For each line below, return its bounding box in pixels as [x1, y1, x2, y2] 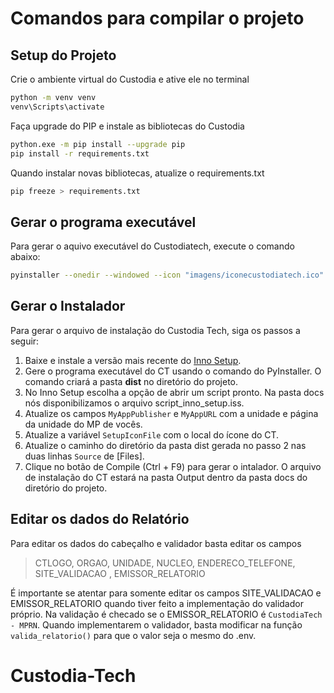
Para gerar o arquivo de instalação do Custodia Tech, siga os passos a [10, 324, 301, 336]
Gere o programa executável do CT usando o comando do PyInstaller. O [24, 365, 322, 377]
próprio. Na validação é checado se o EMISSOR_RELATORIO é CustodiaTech [10, 608, 323, 620]
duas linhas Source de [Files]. [24, 450, 145, 462]
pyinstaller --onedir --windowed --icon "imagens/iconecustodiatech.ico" [10, 270, 325, 281]
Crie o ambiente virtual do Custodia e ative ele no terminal [10, 73, 250, 85]
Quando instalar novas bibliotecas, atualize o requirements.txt [10, 167, 265, 179]
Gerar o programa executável [10, 213, 197, 231]
